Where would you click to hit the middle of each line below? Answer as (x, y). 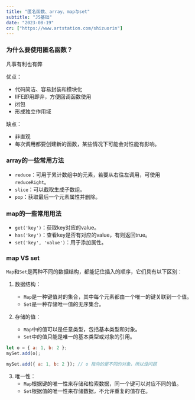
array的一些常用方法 (35, 160)
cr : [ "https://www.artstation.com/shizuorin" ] (64, 28)
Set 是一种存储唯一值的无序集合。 (64, 304)
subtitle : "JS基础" (29, 17)
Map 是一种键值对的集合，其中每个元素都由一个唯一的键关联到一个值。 (108, 297)
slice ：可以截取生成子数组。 (50, 189)
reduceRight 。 (32, 182)
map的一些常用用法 (34, 214)
